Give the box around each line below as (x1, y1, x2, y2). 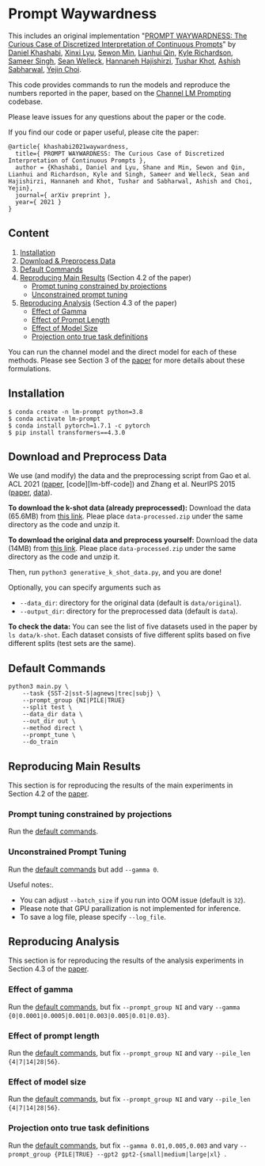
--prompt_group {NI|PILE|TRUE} (22, 697, 126, 705)
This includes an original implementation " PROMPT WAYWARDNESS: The (8, 31, 248, 40)
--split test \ (22, 704, 73, 712)
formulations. (8, 363, 51, 373)
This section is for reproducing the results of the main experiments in (8, 780, 233, 790)
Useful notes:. (8, 879, 54, 889)
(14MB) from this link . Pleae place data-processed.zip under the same (8, 544, 237, 553)
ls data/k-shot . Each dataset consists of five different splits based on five (8, 630, 251, 640)
